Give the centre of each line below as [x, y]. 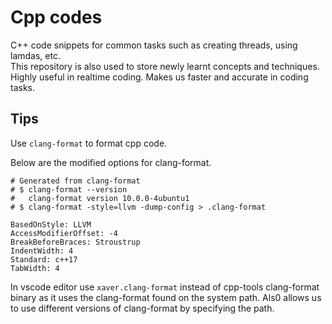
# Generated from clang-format [75, 181]
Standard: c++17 [44, 259]
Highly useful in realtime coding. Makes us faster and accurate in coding [159, 77]
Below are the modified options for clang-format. [111, 162]
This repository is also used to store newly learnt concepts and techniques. [165, 66]
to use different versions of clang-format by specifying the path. [142, 308]
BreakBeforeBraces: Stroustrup [75, 242]
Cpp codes [56, 17]
